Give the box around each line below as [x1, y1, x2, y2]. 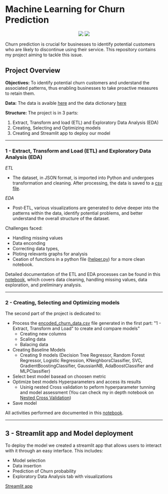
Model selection [12, 457, 46, 463]
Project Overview [5, 66, 60, 75]
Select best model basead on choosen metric [12, 374, 106, 380]
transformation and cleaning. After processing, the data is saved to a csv [12, 180, 162, 186]
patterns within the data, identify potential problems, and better [12, 210, 143, 216]
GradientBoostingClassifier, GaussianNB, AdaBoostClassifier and [19, 363, 153, 369]
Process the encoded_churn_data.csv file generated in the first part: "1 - [12, 320, 161, 326]
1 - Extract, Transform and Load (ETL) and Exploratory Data [5, 147, 151, 154]
